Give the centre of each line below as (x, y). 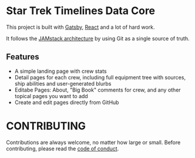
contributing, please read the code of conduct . (63, 149)
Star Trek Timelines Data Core (81, 11)
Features (23, 57)
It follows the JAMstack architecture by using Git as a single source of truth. (98, 38)
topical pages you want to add (51, 96)
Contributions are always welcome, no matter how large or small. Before (93, 142)
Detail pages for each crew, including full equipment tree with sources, (100, 77)
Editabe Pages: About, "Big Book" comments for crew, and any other (97, 90)
